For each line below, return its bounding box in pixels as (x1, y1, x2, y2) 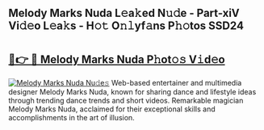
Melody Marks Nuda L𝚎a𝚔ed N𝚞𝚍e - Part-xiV (8, 6, 240, 20)
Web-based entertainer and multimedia (111, 78, 242, 87)
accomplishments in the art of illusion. (8, 113, 135, 122)
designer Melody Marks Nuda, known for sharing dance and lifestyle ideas (8, 87, 257, 96)
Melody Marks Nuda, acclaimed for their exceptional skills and (8, 104, 216, 114)
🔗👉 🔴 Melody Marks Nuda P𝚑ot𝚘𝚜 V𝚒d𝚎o (8, 52, 225, 66)
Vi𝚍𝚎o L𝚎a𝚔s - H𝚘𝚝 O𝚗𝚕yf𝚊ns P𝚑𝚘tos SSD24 (8, 19, 245, 33)
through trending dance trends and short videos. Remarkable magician (8, 96, 244, 105)
